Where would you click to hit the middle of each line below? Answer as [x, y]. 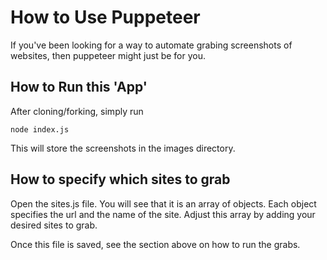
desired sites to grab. [54, 225]
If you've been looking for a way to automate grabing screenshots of [151, 45]
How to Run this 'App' [79, 87]
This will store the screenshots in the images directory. [123, 148]
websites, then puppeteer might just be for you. [108, 55]
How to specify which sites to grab [120, 179]
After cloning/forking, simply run [77, 111]
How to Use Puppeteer [105, 17]
